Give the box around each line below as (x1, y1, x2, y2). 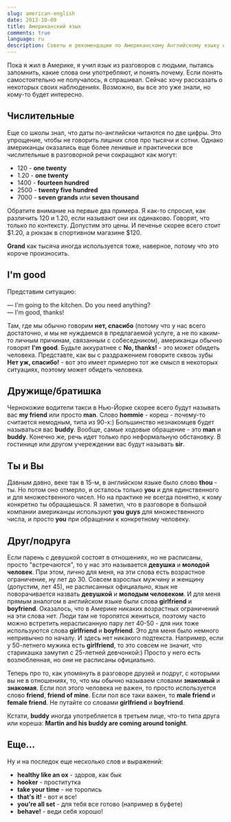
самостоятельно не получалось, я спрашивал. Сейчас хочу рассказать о (7, 76, 223, 83)
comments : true (7, 29, 51, 37)
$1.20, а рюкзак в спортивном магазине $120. (7, 228, 142, 236)
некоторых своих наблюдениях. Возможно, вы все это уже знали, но (7, 83, 211, 91)
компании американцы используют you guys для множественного (7, 508, 204, 516)
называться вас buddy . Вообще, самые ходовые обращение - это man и (7, 425, 221, 434)
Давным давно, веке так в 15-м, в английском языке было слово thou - (7, 478, 218, 486)
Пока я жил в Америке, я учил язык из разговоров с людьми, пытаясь (7, 61, 214, 69)
